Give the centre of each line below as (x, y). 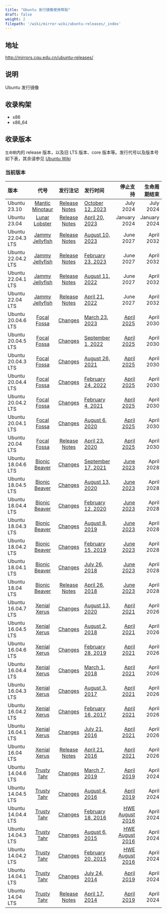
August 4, (95, 791)
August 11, (97, 276)
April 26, (94, 585)
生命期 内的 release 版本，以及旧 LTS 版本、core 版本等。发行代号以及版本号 (82, 152)
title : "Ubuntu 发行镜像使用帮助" (38, 10)
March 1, (95, 667)
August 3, (95, 688)
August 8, (95, 523)
